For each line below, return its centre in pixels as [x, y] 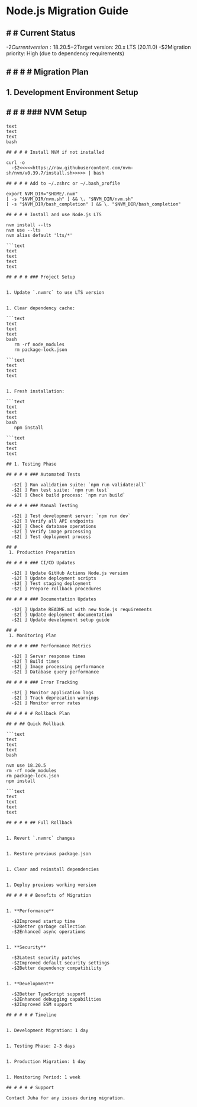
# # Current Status [41, 33]
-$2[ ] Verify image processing [51, 532]
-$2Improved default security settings [61, 963]
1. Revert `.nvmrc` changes [41, 838]
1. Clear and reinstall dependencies [53, 869]
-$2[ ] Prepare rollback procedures [56, 589]
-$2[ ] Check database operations [54, 526]
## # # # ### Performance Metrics [49, 646]
